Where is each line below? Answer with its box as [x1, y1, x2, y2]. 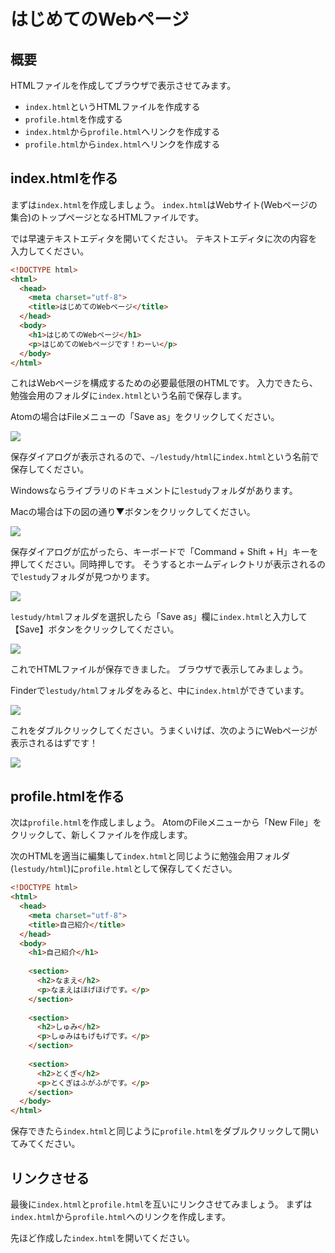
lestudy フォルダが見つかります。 [19, 571, 155, 583]
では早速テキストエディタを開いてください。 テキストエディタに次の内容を [10, 232, 318, 244]
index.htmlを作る [10, 170, 118, 187]
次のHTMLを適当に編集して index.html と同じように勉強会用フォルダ [10, 850, 291, 862]
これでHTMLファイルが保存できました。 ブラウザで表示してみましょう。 [10, 663, 309, 675]
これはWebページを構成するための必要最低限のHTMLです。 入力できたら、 [10, 377, 319, 389]
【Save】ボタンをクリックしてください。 [10, 623, 180, 635]
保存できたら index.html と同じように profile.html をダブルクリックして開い [10, 1125, 320, 1137]
